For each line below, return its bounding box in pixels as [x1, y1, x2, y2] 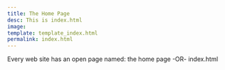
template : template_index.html [7, 29, 98, 37]
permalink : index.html [7, 36, 73, 43]
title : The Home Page [7, 10, 70, 17]
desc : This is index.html [7, 17, 82, 24]
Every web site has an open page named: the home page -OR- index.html [7, 55, 218, 63]
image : [7, 23, 26, 30]
